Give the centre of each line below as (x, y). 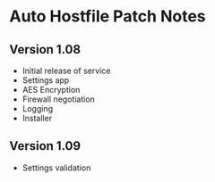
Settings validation (56, 168)
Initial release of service (66, 70)
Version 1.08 (45, 50)
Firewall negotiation (59, 99)
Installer (37, 118)
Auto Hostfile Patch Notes (107, 17)
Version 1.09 (45, 146)
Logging (38, 108)
